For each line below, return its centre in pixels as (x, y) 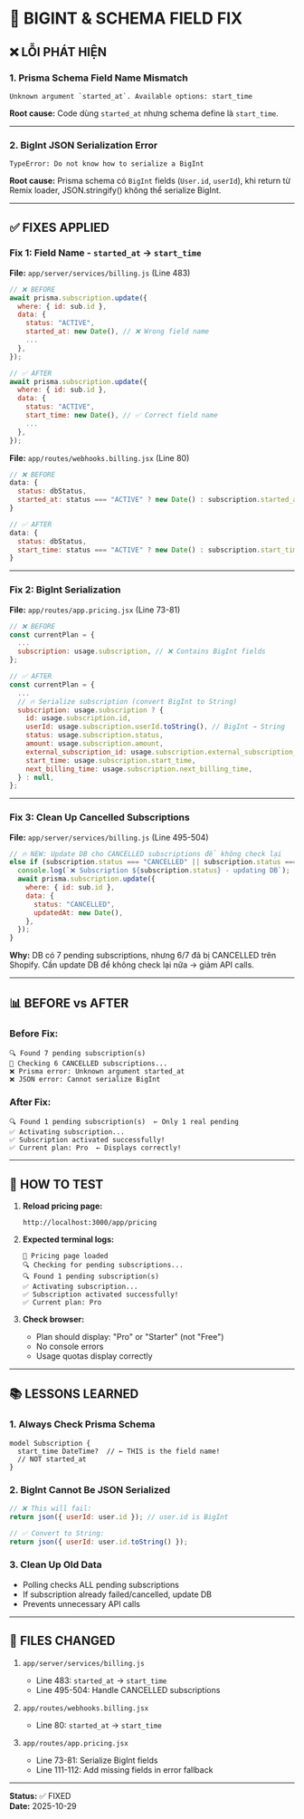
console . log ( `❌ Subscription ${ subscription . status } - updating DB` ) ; (154, 871)
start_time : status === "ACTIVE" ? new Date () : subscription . (139, 550)
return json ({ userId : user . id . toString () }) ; (99, 1542)
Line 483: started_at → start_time (101, 1680)
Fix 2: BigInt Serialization (65, 590)
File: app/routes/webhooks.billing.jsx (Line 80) (100, 457)
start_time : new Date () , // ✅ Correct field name (122, 416)
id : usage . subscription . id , (78, 718)
